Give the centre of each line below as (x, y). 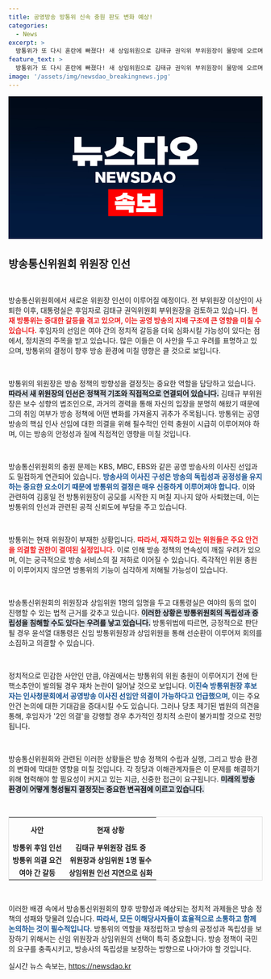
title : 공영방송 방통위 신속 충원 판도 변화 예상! (81, 17)
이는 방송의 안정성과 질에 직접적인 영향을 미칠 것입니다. (105, 434)
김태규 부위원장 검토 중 (111, 848)
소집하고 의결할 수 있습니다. (52, 643)
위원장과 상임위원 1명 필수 (110, 860)
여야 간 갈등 (37, 873)
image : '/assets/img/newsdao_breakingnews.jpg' (90, 77)
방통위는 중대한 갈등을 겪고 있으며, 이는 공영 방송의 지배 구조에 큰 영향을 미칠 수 (139, 321)
